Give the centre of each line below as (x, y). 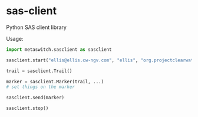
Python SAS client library (36, 27)
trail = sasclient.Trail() (39, 71)
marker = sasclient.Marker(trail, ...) (55, 82)
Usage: (15, 38)
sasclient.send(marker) (35, 98)
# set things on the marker (41, 87)
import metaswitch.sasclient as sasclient (59, 49)
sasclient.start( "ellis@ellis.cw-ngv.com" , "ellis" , (72, 60)
